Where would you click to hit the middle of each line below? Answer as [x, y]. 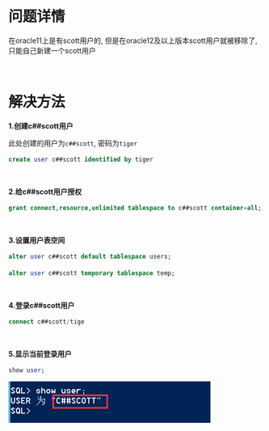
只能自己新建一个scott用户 [52, 50]
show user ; [27, 370]
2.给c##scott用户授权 [45, 192]
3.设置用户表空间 [37, 240]
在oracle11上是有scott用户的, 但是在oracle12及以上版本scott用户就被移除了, [133, 40]
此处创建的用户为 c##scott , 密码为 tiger [73, 143]
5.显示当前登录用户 [40, 354]
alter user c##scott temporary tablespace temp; [92, 273]
